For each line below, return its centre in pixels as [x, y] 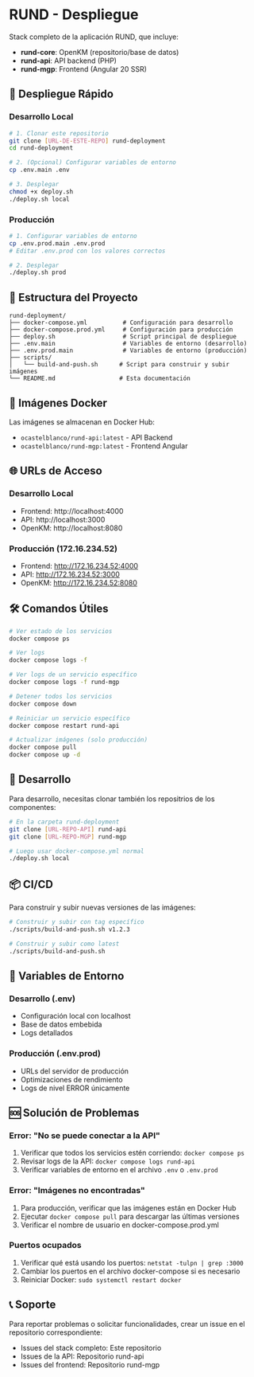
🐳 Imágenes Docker [58, 403]
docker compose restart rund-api [64, 726]
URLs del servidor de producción [75, 1071]
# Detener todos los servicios [61, 696]
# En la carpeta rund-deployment [64, 822]
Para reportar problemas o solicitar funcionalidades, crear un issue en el [127, 1324]
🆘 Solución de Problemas [74, 1113]
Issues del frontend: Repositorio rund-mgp [90, 1364]
